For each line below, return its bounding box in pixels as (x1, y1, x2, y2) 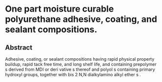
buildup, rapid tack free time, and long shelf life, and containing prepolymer (5, 62, 157, 67)
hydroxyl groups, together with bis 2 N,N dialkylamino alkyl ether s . (5, 72, 142, 77)
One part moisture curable (5, 3, 114, 15)
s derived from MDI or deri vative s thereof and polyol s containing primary (5, 66, 155, 72)
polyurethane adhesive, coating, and (5, 14, 158, 25)
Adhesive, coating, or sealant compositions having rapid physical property (5, 56, 155, 62)
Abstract (5, 43, 33, 51)
